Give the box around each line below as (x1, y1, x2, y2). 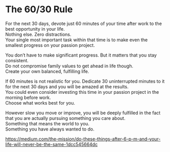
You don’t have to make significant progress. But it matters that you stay (5, 52, 157, 58)
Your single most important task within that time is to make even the (5, 37, 148, 43)
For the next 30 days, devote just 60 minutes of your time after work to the (5, 20, 162, 27)
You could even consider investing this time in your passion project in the (5, 89, 159, 95)
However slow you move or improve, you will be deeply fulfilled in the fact (5, 110, 161, 116)
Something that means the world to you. (5, 120, 90, 126)
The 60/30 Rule (5, 4, 73, 15)
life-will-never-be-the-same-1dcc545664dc (5, 141, 98, 147)
